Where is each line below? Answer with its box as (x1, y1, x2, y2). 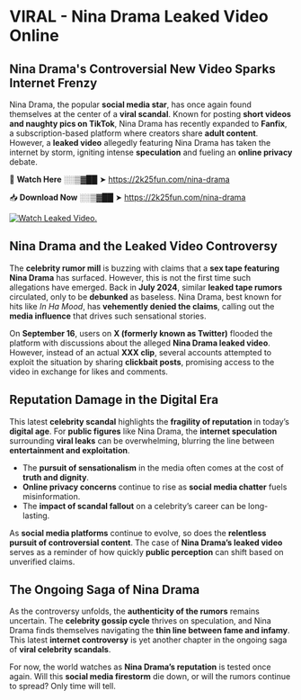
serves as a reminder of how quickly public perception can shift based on (9, 546, 285, 557)
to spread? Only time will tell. (9, 681, 117, 692)
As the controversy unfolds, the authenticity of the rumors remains (9, 606, 261, 617)
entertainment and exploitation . (9, 444, 130, 455)
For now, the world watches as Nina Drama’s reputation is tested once (9, 661, 271, 672)
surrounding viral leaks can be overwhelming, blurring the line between (9, 435, 275, 446)
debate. (9, 157, 38, 167)
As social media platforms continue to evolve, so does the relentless (9, 527, 267, 538)
